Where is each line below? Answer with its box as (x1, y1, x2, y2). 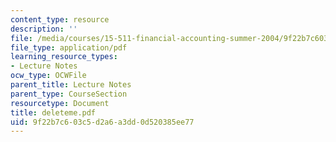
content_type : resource (10, 14, 110, 25)
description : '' (10, 24, 78, 34)
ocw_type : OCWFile (10, 71, 87, 81)
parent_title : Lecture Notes (10, 80, 132, 90)
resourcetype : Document (10, 98, 110, 108)
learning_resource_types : (10, 52, 118, 62)
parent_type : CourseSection (10, 89, 128, 99)
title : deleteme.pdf (10, 107, 97, 118)
